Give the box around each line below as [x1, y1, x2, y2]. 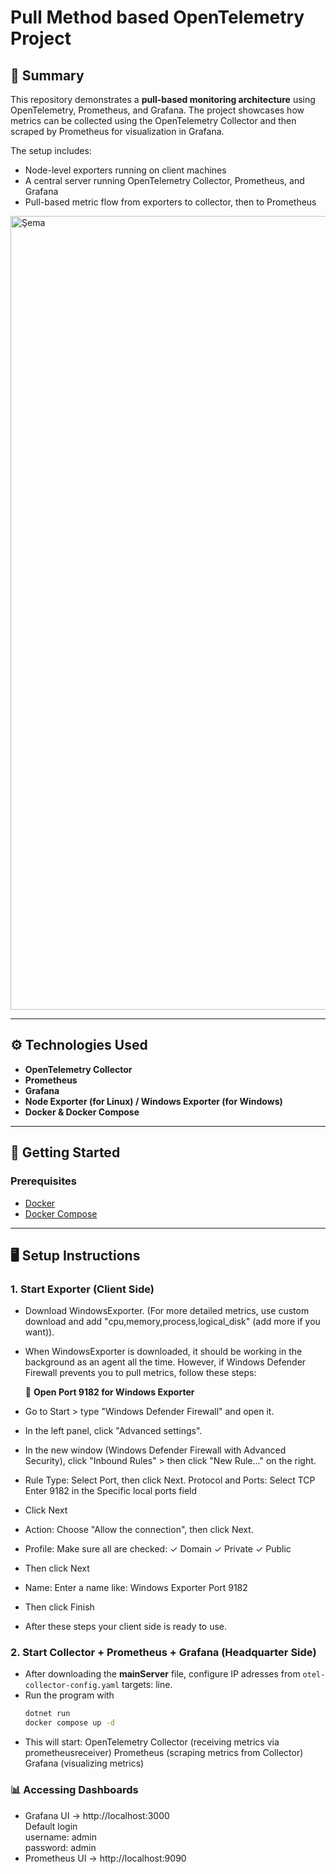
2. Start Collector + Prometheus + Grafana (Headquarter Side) [10, 1646, 317, 1660]
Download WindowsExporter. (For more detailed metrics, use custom [24, 1305, 310, 1317]
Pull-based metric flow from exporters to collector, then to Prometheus [24, 196, 317, 208]
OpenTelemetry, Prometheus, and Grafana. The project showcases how [10, 104, 305, 116]
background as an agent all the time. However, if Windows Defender [24, 1356, 307, 1368]
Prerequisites [10, 1174, 77, 1188]
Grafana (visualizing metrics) [24, 1757, 145, 1770]
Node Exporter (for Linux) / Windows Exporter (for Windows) [24, 1095, 283, 1107]
